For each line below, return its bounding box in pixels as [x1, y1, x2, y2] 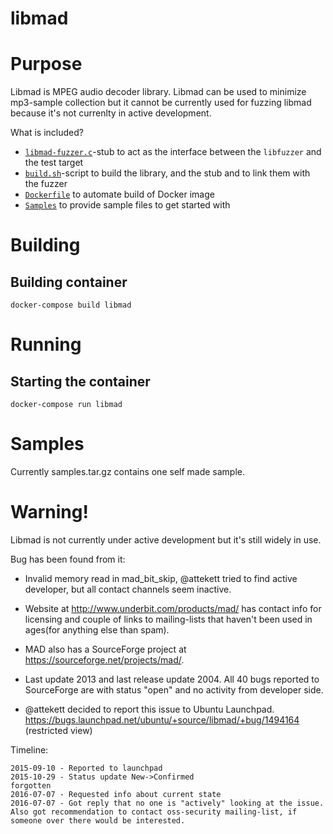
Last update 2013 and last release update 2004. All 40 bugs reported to [24, 673, 320, 685]
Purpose [10, 53, 83, 76]
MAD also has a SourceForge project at [24, 643, 187, 655]
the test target [24, 157, 84, 169]
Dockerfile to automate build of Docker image [24, 188, 215, 201]
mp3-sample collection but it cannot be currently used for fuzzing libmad [10, 97, 312, 109]
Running [10, 333, 82, 356]
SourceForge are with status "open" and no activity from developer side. [24, 684, 324, 696]
